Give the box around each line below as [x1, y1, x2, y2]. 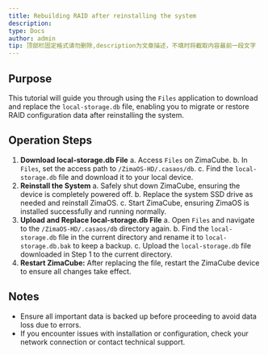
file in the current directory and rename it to [58, 232, 204, 242]
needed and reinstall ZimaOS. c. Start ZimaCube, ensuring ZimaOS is [19, 198, 250, 207]
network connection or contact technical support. [19, 336, 186, 347]
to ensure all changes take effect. [19, 266, 132, 276]
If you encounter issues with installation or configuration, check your [19, 328, 249, 338]
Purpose [8, 72, 52, 86]
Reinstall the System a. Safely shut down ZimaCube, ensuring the [19, 181, 241, 190]
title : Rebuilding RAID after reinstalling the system [8, 11, 197, 20]
